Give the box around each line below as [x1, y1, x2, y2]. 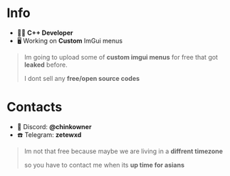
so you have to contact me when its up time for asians [23, 160, 184, 169]
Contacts [6, 99, 63, 115]
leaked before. [23, 60, 68, 69]
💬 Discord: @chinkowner [16, 122, 92, 131]
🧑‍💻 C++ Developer [16, 28, 73, 37]
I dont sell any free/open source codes [23, 74, 140, 82]
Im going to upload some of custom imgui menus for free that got [23, 53, 219, 61]
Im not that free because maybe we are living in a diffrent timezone [23, 147, 224, 155]
